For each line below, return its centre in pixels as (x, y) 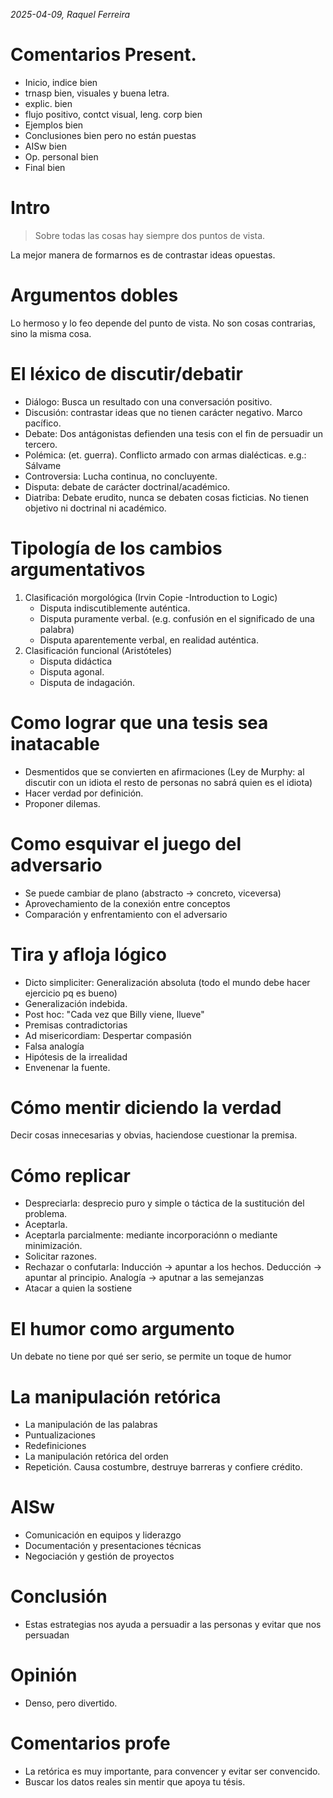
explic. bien (48, 103)
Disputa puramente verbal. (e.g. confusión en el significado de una (177, 618)
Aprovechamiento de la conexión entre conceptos (127, 903)
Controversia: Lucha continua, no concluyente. (121, 476)
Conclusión (59, 1596)
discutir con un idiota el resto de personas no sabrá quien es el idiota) (168, 782)
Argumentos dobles (94, 295)
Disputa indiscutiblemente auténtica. (115, 608)
